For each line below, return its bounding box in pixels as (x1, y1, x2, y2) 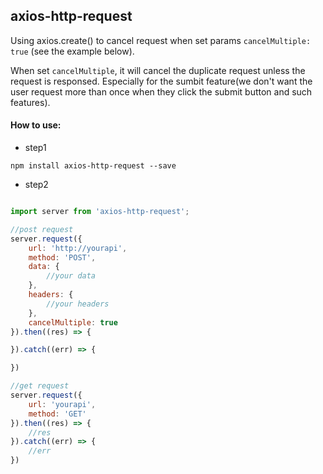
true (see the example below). (10, 45, 135, 57)
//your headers (46, 299, 110, 309)
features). (10, 96, 51, 108)
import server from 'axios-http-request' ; (10, 207, 190, 217)
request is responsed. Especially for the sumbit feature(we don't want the (10, 75, 313, 87)
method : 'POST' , (28, 252, 97, 263)
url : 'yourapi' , (28, 399, 97, 409)
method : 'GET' (28, 409, 87, 419)
